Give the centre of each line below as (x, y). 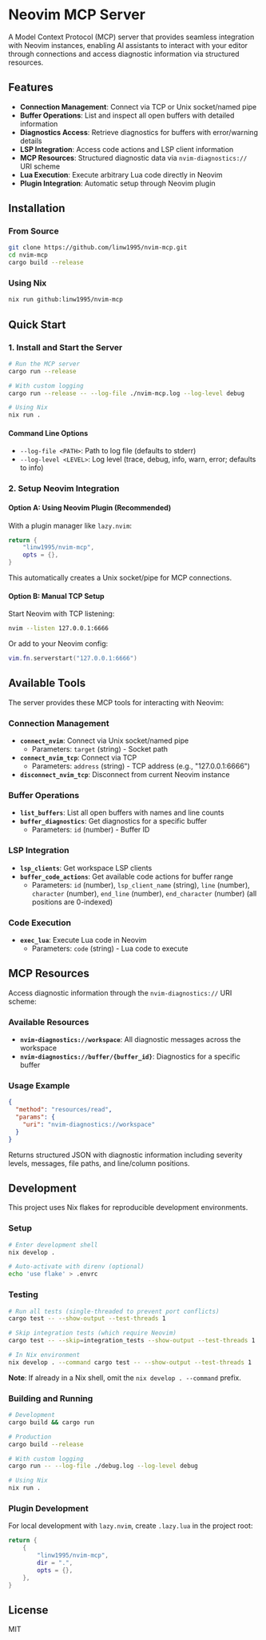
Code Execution (40, 923)
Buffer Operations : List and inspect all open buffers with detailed (127, 115)
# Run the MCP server (44, 364)
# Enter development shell (53, 1245)
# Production (30, 1437)
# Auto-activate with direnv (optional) (77, 1267)
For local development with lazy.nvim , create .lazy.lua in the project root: (131, 1526)
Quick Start (37, 324)
